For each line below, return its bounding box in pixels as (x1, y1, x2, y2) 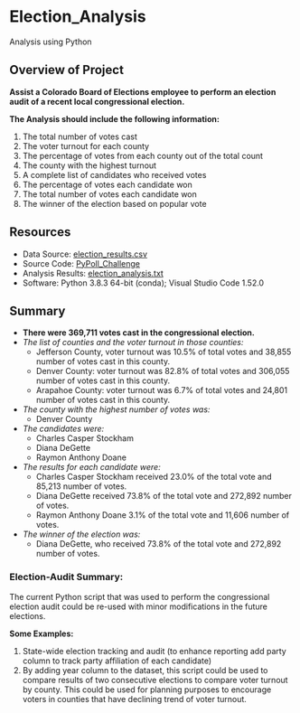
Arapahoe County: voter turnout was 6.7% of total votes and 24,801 (35, 385, 288, 396)
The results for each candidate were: (22, 462, 161, 473)
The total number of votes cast (22, 131, 138, 142)
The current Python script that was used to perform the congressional (9, 591, 270, 602)
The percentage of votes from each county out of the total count (22, 150, 264, 161)
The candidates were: (22, 423, 105, 435)
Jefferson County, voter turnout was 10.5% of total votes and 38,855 (35, 346, 292, 358)
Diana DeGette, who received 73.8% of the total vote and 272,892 (35, 539, 282, 549)
